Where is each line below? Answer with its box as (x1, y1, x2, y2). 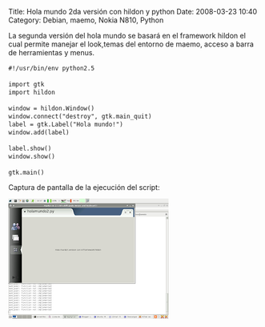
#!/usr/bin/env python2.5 (8, 64, 94, 72)
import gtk (8, 80, 45, 88)
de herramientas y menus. (8, 48, 94, 57)
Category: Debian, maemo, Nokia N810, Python (8, 15, 164, 25)
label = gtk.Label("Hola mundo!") (8, 120, 124, 128)
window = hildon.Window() (8, 104, 94, 112)
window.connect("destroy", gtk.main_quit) (8, 112, 152, 120)
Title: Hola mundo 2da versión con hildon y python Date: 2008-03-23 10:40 (8, 7, 258, 16)
